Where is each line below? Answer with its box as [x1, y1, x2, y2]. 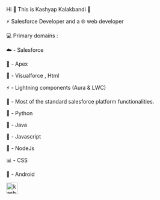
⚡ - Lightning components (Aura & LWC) [6, 84, 106, 91]
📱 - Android [6, 170, 35, 178]
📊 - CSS [6, 157, 28, 164]
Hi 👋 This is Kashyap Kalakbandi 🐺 [6, 6, 91, 13]
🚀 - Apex [6, 60, 28, 67]
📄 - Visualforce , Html [6, 72, 60, 79]
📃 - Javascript [6, 133, 42, 140]
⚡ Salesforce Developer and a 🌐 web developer [6, 18, 125, 25]
